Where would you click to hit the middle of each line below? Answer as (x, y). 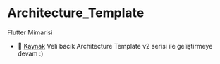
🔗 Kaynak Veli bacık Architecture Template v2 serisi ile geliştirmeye (115, 46)
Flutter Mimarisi (30, 32)
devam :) (30, 53)
